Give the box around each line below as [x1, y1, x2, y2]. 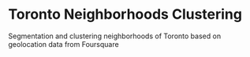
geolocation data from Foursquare [8, 39, 120, 48]
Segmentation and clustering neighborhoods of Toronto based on [8, 31, 222, 41]
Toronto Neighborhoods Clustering [8, 5, 243, 23]
